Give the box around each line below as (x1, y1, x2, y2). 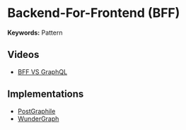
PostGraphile (17, 107, 56, 115)
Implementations (7, 88, 84, 100)
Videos (7, 49, 40, 61)
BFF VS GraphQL (17, 67, 68, 76)
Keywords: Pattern (7, 28, 63, 37)
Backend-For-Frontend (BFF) (7, 5, 180, 21)
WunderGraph (17, 114, 59, 123)
